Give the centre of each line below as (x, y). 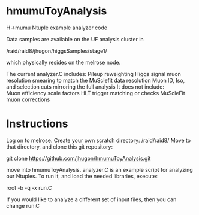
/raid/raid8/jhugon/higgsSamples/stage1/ (57, 51)
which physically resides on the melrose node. (64, 62)
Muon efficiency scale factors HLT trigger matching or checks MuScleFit (96, 93)
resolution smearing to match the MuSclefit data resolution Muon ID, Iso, (96, 80)
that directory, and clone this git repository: (59, 146)
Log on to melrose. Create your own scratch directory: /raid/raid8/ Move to (98, 140)
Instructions (37, 124)
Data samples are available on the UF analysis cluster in (75, 39)
